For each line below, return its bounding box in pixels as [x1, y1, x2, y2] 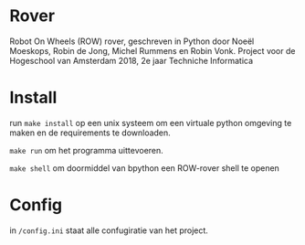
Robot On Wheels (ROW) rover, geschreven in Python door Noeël [9, 36, 255, 47]
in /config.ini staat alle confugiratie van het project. [9, 225, 208, 236]
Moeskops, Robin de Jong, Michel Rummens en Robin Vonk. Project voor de [9, 45, 296, 56]
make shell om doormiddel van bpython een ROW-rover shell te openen [9, 162, 280, 174]
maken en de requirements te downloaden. [9, 127, 171, 138]
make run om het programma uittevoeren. [9, 144, 164, 155]
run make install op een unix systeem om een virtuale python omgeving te [9, 117, 292, 128]
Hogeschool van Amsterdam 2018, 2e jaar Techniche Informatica [9, 55, 254, 66]
